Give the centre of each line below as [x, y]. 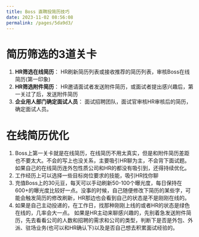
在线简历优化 [38, 136]
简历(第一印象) [33, 79]
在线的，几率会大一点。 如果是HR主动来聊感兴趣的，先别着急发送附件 [100, 213]
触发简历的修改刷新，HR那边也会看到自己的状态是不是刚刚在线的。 [108, 198]
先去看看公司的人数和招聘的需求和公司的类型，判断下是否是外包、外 [109, 220]
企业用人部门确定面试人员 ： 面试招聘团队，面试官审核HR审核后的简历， [103, 101]
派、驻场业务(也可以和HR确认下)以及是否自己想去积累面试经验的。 [96, 228]
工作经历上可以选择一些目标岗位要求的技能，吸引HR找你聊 [87, 176]
